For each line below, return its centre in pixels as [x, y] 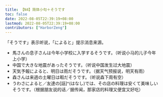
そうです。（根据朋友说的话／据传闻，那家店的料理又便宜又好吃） [78, 90]
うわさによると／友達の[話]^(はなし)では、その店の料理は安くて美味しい [85, 83]
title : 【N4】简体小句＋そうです [35, 10]
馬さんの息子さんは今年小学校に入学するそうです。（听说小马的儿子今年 [84, 53]
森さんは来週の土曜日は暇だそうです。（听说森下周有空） [69, 77]
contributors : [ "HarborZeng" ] [36, 28]
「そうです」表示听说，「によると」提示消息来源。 [56, 43]
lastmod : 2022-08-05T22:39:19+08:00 [42, 23]
